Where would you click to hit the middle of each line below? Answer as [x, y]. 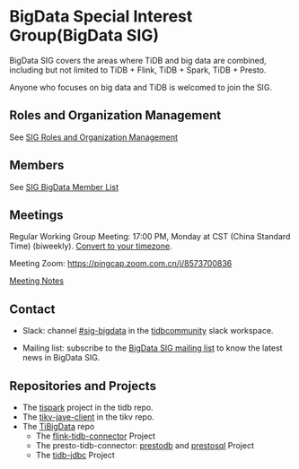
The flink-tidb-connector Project [95, 436]
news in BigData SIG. [61, 358]
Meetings [37, 215]
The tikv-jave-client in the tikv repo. [88, 417]
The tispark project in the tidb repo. [88, 407]
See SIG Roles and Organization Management [93, 137]
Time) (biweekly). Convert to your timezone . [91, 246]
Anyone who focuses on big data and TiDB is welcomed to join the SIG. [141, 87]
